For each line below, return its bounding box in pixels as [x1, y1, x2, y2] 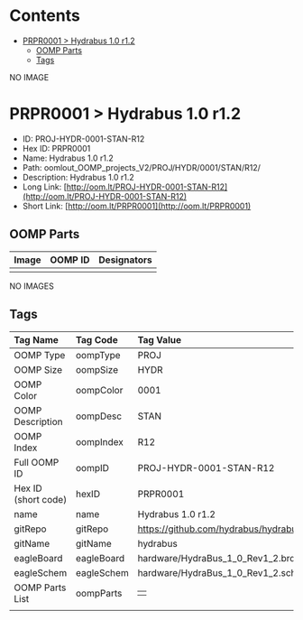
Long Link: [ [22, 181, 68, 192]
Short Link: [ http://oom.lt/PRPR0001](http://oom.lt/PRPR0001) [22, 200, 252, 211]
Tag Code [75, 333, 119, 346]
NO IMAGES [9, 281, 54, 291]
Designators [98, 254, 153, 266]
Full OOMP [14, 456, 60, 468]
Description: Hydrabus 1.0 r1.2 [22, 171, 135, 182]
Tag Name [14, 333, 59, 346]
